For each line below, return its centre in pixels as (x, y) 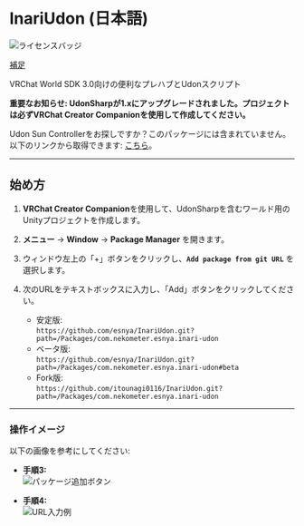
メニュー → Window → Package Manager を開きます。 (125, 239)
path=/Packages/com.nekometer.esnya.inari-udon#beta (138, 367)
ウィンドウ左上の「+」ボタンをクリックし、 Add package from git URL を (158, 258)
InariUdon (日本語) (79, 19)
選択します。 (46, 269)
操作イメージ (37, 429)
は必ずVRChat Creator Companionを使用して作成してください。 (130, 114)
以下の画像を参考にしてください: (70, 451)
